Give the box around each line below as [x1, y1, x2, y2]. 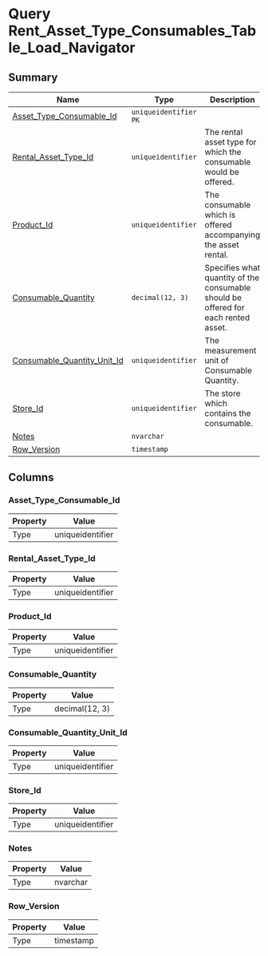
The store [204, 388, 241, 399]
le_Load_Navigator [8, 39, 136, 57]
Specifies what [204, 263, 261, 273]
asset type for [204, 136, 257, 148]
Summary [8, 70, 58, 84]
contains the [204, 408, 251, 419]
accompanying [204, 229, 261, 240]
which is [204, 209, 236, 220]
